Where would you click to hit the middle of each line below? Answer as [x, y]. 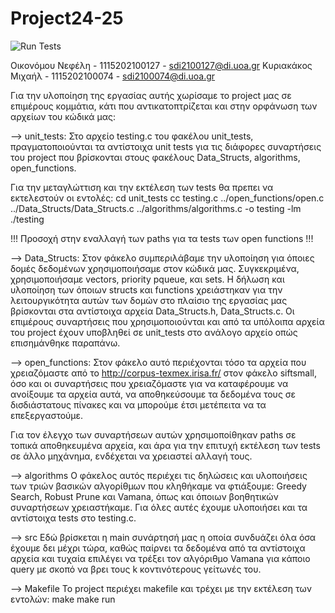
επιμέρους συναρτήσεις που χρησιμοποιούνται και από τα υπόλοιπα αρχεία [167, 321]
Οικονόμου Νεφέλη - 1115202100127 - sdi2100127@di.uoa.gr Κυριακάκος [161, 65]
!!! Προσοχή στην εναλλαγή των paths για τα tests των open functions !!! [162, 238]
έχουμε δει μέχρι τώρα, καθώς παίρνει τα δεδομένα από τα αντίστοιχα [158, 548]
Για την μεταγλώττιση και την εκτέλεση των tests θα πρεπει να [142, 187]
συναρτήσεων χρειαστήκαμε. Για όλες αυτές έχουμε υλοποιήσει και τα [159, 507]
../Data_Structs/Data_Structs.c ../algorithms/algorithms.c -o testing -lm [156, 208]
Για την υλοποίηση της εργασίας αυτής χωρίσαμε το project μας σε [151, 95]
